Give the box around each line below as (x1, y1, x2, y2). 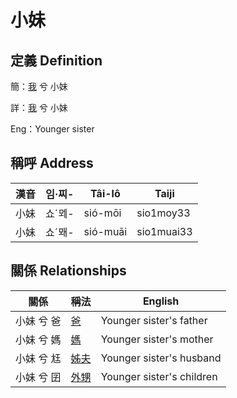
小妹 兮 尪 (15, 351, 62, 365)
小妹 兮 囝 (15, 370, 62, 384)
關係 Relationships (10, 262, 127, 280)
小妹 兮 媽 (15, 332, 62, 346)
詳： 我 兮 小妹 (10, 102, 68, 113)
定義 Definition (10, 52, 103, 69)
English (142, 294, 180, 308)
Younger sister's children (100, 369, 218, 383)
